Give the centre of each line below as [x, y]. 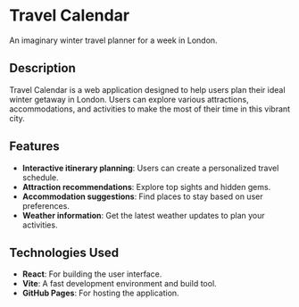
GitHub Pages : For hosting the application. [101, 293]
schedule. [41, 177]
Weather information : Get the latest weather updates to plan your [143, 215]
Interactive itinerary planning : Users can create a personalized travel [150, 168]
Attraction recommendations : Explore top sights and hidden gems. [146, 187]
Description [42, 68]
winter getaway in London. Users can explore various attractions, [129, 99]
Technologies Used [64, 252]
